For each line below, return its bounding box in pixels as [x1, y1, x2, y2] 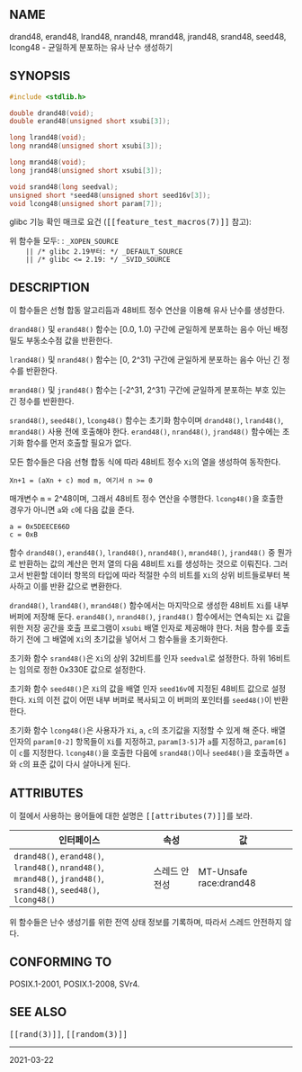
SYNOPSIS [9, 68, 71, 84]
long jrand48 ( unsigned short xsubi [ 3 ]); [9, 166, 164, 175]
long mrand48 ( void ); [9, 158, 87, 167]
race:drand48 [197, 877, 256, 889]
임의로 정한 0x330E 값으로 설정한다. [18, 664, 147, 675]
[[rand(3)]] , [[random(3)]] [9, 1028, 129, 1039]
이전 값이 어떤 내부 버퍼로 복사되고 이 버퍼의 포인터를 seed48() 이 [45, 695, 272, 706]
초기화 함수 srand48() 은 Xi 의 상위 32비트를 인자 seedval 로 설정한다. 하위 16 [9, 653, 277, 664]
